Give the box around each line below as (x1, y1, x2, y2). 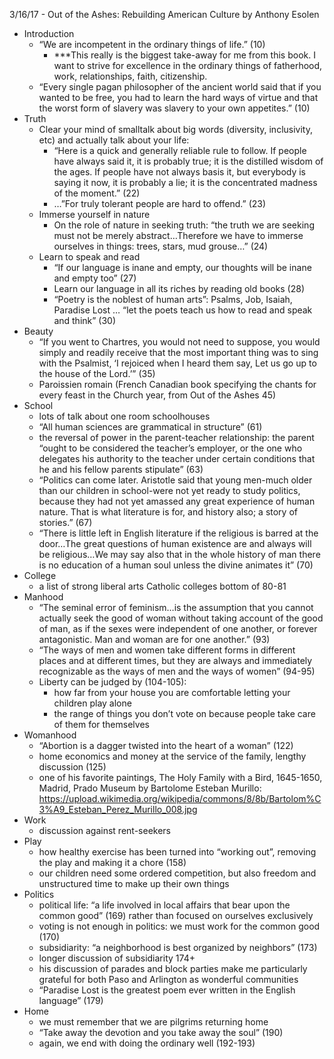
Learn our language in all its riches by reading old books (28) (53, 283, 306, 294)
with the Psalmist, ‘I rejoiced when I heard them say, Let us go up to (38, 357, 317, 369)
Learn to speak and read (38, 251, 141, 263)
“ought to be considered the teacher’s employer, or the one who (38, 442, 303, 454)
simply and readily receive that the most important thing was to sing (38, 347, 319, 358)
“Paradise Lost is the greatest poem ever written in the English (38, 984, 296, 996)
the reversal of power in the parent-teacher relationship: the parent (38, 432, 315, 443)
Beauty (23, 325, 54, 337)
